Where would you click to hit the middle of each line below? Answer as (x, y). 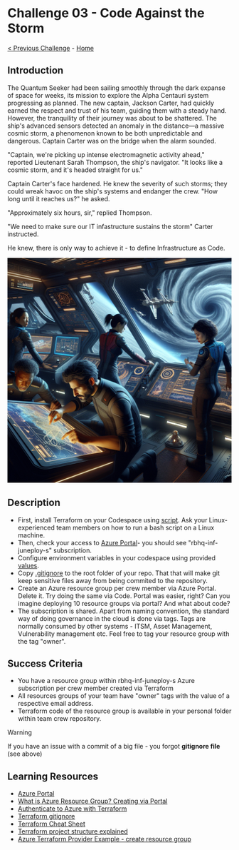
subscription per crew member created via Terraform (96, 688)
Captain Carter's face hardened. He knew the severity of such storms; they (117, 183)
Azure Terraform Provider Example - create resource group (105, 839)
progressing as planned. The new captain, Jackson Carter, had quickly (111, 103)
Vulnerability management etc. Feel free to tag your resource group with (123, 634)
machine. (31, 535)
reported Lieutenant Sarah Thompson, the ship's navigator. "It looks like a (115, 162)
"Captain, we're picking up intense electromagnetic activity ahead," (106, 154)
